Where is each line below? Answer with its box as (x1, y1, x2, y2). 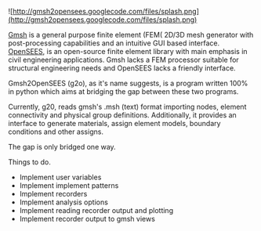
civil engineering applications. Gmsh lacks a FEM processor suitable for (8, 55, 239, 64)
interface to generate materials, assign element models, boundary (8, 119, 221, 128)
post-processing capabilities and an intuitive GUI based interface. (8, 38, 220, 48)
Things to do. (8, 157, 51, 167)
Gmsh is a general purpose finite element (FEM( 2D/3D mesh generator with (8, 31, 254, 39)
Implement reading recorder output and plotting (19, 206, 174, 215)
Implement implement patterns (19, 181, 119, 190)
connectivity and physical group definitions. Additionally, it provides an (8, 110, 237, 120)
